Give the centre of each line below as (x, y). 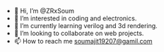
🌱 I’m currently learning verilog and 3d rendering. (86, 26)
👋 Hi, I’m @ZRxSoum (44, 11)
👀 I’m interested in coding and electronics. (75, 18)
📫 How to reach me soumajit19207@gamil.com (83, 41)
